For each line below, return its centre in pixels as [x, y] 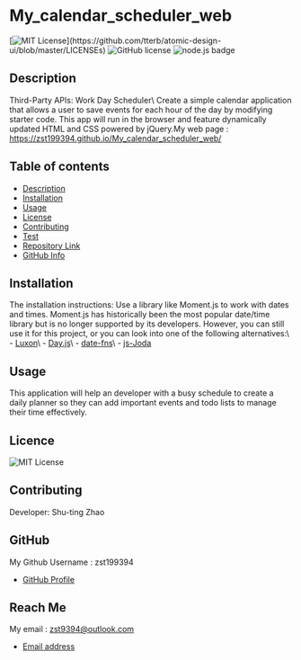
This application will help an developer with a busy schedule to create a [142, 393]
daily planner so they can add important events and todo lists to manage [143, 403]
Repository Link [51, 245]
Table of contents [59, 167]
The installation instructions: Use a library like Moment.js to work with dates [149, 305]
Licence [32, 440]
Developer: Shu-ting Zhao [57, 512]
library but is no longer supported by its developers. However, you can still [147, 324]
